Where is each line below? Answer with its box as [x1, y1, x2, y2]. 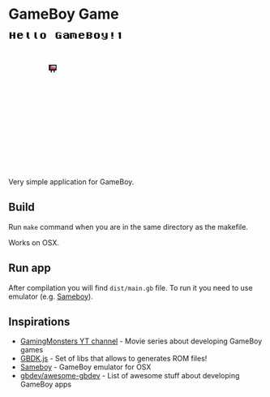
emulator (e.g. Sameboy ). [8, 291, 93, 301]
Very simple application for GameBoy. [8, 176, 135, 187]
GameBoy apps [19, 379, 72, 390]
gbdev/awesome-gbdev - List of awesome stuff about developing [19, 371, 240, 381]
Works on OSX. [8, 237, 59, 248]
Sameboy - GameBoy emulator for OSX [19, 362, 152, 372]
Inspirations [8, 314, 71, 329]
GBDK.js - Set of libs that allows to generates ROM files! [19, 354, 208, 364]
